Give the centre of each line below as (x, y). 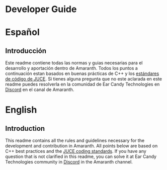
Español (23, 32)
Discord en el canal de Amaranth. (40, 90)
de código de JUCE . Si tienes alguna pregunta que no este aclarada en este (84, 79)
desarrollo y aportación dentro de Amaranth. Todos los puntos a (72, 68)
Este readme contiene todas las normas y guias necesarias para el (74, 63)
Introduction (25, 129)
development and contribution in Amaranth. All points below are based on (81, 146)
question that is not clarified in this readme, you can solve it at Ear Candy (81, 156)
